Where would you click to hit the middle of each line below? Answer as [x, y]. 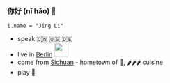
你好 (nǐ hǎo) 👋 [32, 10]
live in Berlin [35, 54]
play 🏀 [26, 73]
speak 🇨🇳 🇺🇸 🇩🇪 [45, 39]
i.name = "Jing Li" [36, 26]
